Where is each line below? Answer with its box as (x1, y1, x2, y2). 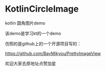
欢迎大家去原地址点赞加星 (5, 60, 56, 66)
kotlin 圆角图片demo (5, 20, 45, 26)
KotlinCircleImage (5, 3, 79, 15)
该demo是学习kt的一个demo (5, 30, 61, 36)
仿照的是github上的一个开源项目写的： (5, 40, 81, 47)
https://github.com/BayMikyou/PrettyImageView (5, 50, 101, 56)
